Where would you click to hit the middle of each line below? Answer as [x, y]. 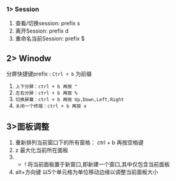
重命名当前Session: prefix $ [50, 39]
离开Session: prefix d [42, 31]
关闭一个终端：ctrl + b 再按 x [51, 106]
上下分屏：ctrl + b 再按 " [46, 87]
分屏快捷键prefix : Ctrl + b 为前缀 [49, 74]
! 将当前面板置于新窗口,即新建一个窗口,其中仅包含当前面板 [97, 164]
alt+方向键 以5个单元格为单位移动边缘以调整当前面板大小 [87, 172]
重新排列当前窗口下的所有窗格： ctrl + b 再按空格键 [79, 142]
